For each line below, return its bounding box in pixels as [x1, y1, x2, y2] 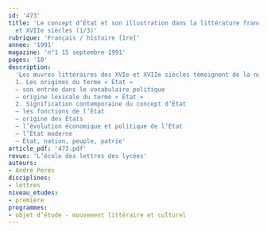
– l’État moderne [15, 129, 73, 137]
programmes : [8, 203, 48, 211]
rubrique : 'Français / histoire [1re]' [8, 33, 141, 42]
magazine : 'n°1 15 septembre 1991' [8, 48, 126, 56]
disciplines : [8, 174, 52, 183]
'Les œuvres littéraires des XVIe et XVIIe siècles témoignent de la [15, 71, 250, 79]
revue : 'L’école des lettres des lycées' [8, 152, 148, 160]
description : [8, 64, 52, 71]
